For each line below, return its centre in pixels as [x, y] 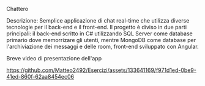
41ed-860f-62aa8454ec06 [40, 77]
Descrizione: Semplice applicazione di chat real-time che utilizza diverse [98, 20]
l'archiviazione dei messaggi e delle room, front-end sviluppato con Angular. [102, 46]
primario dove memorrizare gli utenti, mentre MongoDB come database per [101, 40]
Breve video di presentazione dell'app [54, 58]
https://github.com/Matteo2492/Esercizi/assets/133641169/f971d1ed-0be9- [102, 70]
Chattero [17, 9]
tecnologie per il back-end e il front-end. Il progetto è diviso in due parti [97, 27]
